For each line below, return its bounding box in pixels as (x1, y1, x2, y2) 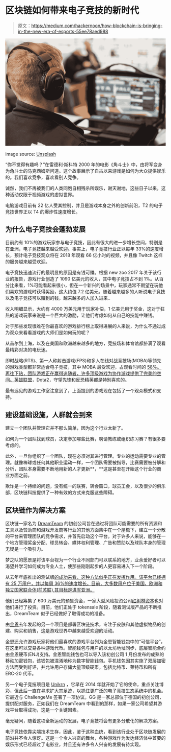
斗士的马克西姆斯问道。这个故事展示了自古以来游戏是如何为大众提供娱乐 (14, 168, 166, 174)
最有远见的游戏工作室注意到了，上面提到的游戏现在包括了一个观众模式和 (5, 388, 157, 394)
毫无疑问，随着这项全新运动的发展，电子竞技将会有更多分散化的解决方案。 (5, 718, 161, 724)
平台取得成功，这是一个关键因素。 (9, 707, 81, 713)
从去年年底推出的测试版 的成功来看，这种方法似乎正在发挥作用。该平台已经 (5, 574, 161, 580)
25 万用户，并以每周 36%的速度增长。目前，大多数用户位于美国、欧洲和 (11, 580, 163, 586)
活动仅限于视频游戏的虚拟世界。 (9, 191, 77, 197)
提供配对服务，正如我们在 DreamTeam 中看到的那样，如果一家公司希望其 (5, 700, 158, 707)
